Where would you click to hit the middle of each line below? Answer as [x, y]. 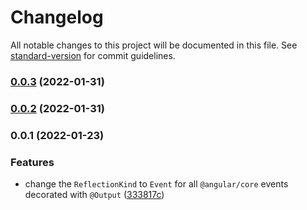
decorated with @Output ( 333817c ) [94, 194]
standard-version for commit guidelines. [93, 55]
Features [32, 162]
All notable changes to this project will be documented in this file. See [154, 45]
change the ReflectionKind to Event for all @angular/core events [156, 184]
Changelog [57, 17]
